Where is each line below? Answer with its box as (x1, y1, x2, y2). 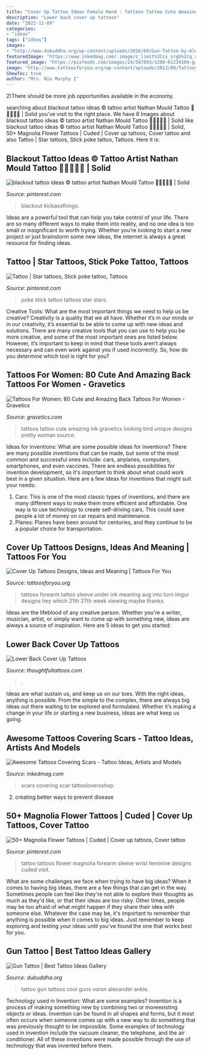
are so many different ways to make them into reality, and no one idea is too (6, 220, 194, 227)
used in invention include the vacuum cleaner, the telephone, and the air (6, 1029, 185, 1036)
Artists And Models (6, 742, 81, 752)
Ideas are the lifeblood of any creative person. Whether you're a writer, (6, 609, 182, 617)
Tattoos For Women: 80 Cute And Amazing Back (6, 370, 191, 380)
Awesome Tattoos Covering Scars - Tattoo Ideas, (6, 733, 194, 743)
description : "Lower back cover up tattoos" (6, 14, 120, 20)
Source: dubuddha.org (6, 974, 63, 981)
